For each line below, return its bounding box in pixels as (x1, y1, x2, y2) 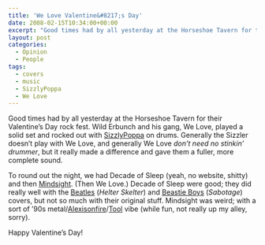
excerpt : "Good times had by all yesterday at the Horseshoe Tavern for (8, 26, 252, 34)
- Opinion (15, 48, 47, 56)
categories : (8, 41, 47, 49)
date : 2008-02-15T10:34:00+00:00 (8, 19, 118, 27)
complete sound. (8, 155, 63, 165)
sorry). (8, 213, 30, 222)
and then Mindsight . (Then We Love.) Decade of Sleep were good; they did (8, 179, 252, 189)
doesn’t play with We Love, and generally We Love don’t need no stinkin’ (8, 139, 244, 148)
